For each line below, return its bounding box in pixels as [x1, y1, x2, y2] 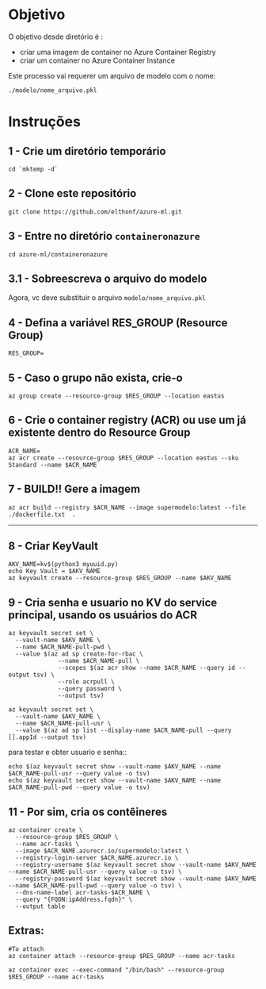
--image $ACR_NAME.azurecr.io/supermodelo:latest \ [15, 847, 190, 855]
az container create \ [8, 826, 83, 834]
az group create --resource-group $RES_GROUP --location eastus [8, 392, 225, 400]
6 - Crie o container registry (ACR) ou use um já [8, 414, 247, 427]
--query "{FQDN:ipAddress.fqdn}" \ [15, 895, 133, 904]
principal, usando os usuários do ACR [8, 608, 198, 621]
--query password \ [58, 685, 123, 693]
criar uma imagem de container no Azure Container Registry [19, 47, 216, 56]
